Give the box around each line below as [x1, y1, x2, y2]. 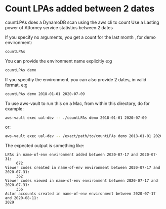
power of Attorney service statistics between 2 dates [5, 24, 113, 30]
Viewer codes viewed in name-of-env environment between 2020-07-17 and [5, 178, 158, 183]
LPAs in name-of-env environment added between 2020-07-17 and [5, 152, 138, 157]
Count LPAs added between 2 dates [5, 3, 155, 14]
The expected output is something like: [5, 143, 84, 149]
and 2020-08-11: [5, 196, 39, 201]
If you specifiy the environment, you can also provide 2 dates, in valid [5, 76, 147, 82]
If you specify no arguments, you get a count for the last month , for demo [5, 34, 156, 40]
